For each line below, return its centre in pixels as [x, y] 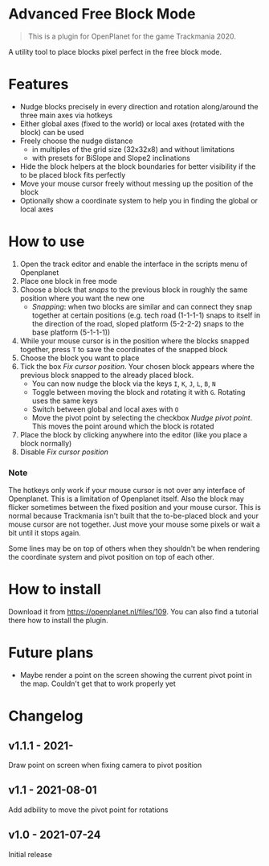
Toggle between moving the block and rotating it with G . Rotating [139, 392]
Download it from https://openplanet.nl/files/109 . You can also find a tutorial [134, 612]
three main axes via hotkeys [66, 115]
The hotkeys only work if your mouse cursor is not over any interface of [127, 490]
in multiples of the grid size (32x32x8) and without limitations [133, 149]
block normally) [46, 443]
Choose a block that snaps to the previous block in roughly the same [134, 289]
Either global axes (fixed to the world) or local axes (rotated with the [132, 123]
